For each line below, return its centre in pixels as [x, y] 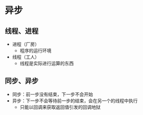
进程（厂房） [26, 44]
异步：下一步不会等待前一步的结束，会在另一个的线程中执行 [75, 101]
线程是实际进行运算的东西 [47, 63]
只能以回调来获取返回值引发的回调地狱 [60, 107]
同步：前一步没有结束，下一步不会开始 [52, 94]
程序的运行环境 [35, 51]
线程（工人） [26, 57]
